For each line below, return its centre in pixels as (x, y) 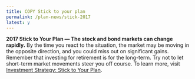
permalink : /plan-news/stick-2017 (49, 17)
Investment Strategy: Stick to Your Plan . (54, 70)
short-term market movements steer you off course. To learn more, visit (93, 64)
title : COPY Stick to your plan (46, 11)
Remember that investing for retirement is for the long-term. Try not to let (95, 58)
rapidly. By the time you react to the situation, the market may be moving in (98, 45)
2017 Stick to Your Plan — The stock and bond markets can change (90, 39)
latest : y (18, 22)
